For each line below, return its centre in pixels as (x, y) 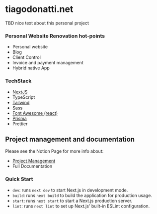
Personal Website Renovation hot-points (55, 36)
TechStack (18, 81)
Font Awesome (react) (35, 113)
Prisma (20, 118)
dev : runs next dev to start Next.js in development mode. (70, 190)
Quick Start (19, 179)
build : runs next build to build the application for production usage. (82, 195)
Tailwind (21, 102)
